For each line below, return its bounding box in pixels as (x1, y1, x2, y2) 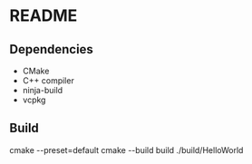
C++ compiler (22, 75, 74, 86)
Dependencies (9, 42, 93, 57)
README (9, 5, 78, 26)
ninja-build (22, 85, 63, 95)
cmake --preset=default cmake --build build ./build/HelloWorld (9, 144, 244, 155)
